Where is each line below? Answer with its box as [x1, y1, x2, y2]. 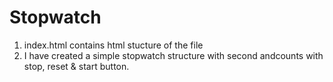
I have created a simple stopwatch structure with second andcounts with [23, 49, 324, 61]
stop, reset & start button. [23, 60, 130, 72]
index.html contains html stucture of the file [23, 39, 204, 51]
